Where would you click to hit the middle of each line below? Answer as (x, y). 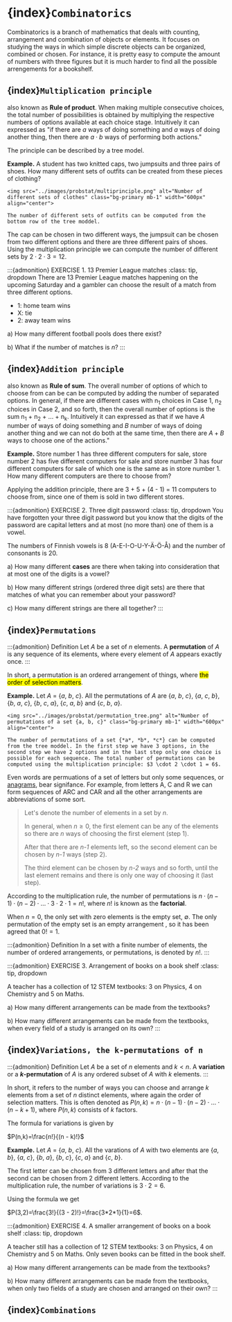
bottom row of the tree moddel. (54, 221)
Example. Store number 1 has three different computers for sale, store (107, 454)
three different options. (40, 292)
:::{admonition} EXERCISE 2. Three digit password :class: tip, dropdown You (115, 510)
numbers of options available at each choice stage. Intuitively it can (103, 122)
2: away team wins (44, 320)
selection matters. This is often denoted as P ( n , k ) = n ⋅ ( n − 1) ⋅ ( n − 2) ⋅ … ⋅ (114, 1102)
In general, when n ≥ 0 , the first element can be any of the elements (121, 826)
